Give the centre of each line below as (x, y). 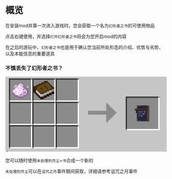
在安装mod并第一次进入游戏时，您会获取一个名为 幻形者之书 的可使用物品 (80, 25)
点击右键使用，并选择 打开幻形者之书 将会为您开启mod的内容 (66, 36)
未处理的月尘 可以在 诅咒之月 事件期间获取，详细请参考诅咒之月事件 (71, 171)
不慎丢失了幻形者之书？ (34, 68)
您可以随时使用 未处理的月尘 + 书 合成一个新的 (49, 160)
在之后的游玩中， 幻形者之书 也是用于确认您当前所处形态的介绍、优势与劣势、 (84, 47)
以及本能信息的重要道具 (30, 54)
